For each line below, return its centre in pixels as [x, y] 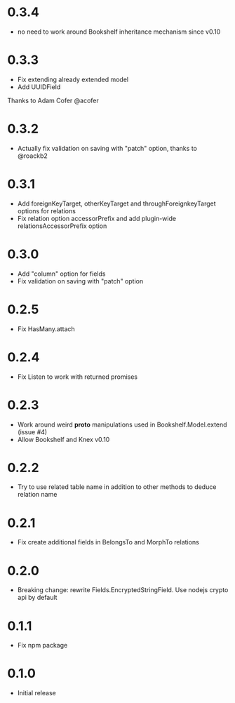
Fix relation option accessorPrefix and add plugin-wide [97, 218]
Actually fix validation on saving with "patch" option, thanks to [107, 148]
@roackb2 [32, 156]
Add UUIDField [39, 87]
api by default [37, 598]
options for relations [46, 210]
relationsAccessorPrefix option [62, 226]
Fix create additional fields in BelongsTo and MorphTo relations [108, 542]
